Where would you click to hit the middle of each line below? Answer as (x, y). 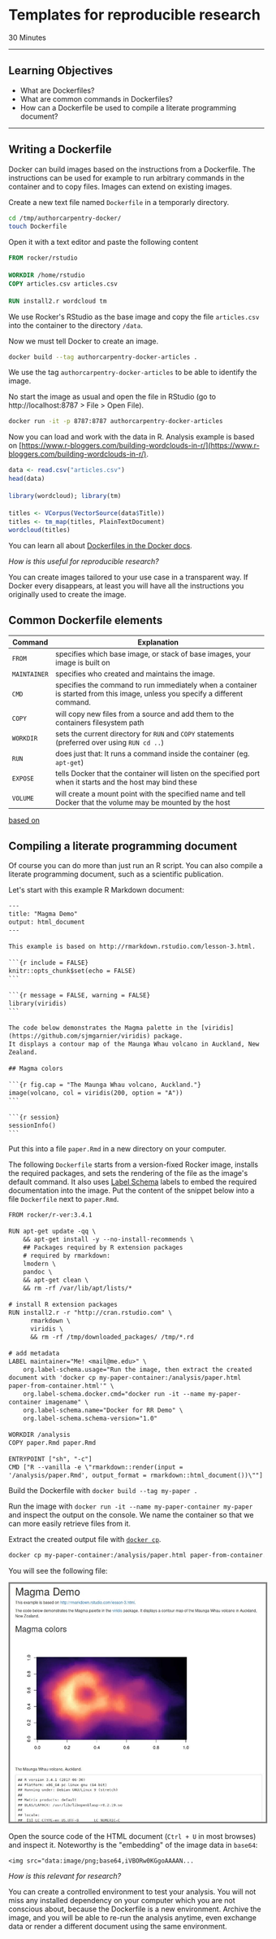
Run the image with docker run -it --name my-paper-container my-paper (131, 1506)
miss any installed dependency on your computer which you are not (122, 1900)
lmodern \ (40, 1264)
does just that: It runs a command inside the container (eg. (153, 753)
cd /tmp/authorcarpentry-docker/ (65, 218)
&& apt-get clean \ (56, 1280)
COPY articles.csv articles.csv (63, 284)
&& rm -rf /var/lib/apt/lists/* (78, 1288)
